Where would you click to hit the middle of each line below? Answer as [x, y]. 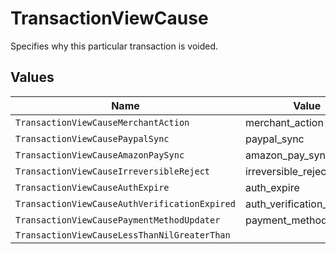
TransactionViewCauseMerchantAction [102, 122]
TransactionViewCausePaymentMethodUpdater [118, 220]
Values [32, 77]
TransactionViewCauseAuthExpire [92, 187]
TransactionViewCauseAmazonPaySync [100, 155]
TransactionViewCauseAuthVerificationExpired [125, 203]
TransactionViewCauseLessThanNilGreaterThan [123, 235]
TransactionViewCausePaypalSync [92, 138]
